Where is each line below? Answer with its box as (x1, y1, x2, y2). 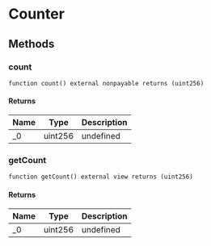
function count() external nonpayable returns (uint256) (8, 79, 205, 87)
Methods (8, 37, 55, 51)
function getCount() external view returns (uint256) (8, 173, 194, 181)
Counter (8, 5, 65, 23)
